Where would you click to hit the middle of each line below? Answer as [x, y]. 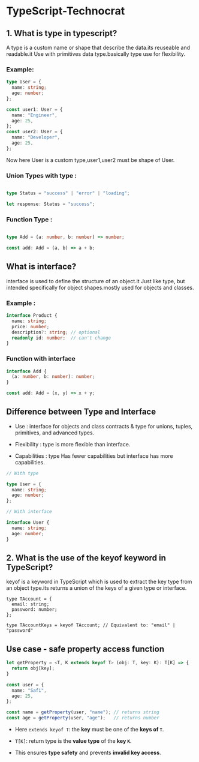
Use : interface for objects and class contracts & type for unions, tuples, [104, 426]
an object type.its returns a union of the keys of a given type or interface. [97, 588]
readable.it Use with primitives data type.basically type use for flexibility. [96, 54]
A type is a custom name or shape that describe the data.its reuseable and [98, 47]
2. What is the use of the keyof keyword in [86, 558]
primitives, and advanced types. [55, 433]
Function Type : [29, 219]
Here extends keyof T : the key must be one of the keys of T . [89, 730]
